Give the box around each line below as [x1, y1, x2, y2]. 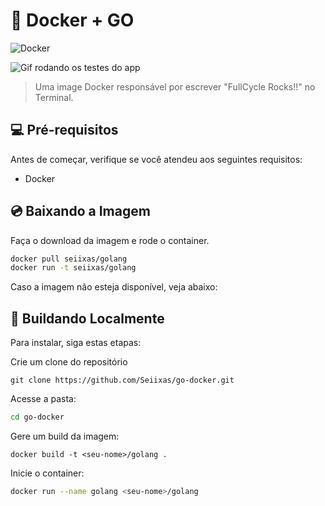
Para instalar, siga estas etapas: [10, 337, 142, 349]
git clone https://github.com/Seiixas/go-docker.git [10, 375, 235, 386]
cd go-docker [10, 412, 65, 423]
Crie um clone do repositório [10, 356, 128, 368]
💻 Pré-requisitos [10, 122, 119, 139]
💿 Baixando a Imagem [10, 203, 151, 220]
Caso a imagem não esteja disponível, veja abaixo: [10, 281, 218, 293]
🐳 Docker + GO [10, 9, 135, 32]
